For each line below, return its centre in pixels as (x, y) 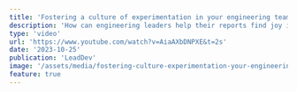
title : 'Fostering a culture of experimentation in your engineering (140, 17)
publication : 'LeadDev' (53, 58)
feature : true (35, 74)
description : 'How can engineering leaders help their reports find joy (146, 25)
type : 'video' (35, 33)
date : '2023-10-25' (45, 50)
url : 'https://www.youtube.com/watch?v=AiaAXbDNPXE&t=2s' (118, 42)
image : (21, 67)
